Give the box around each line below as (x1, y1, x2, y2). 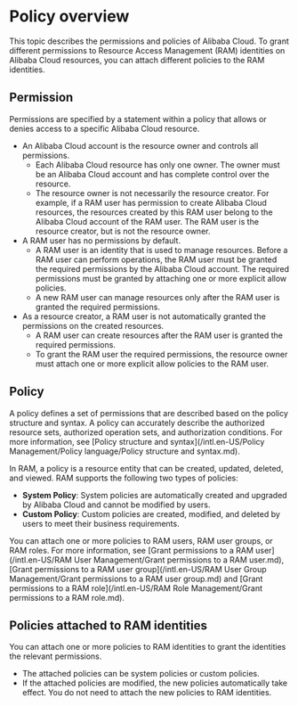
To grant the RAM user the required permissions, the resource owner (35, 349, 288, 359)
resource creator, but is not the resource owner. (35, 226, 211, 236)
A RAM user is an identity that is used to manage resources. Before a (35, 244, 288, 255)
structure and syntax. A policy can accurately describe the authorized (9, 417, 265, 428)
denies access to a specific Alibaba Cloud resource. (9, 123, 200, 134)
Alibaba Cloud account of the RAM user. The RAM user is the (35, 216, 260, 226)
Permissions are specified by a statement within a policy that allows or (9, 113, 267, 124)
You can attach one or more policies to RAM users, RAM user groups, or (9, 535, 273, 546)
